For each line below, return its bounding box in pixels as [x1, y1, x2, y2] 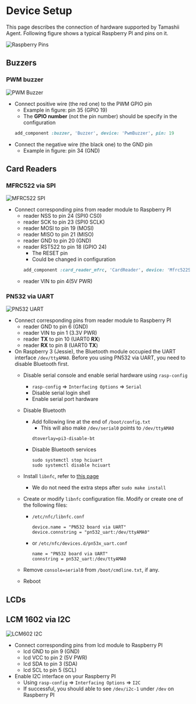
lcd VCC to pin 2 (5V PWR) [23, 654, 87, 661]
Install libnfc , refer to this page [23, 473, 99, 480]
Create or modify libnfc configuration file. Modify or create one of [23, 496, 184, 503]
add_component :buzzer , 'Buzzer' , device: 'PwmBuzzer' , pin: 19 [14, 130, 174, 136]
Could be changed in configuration [32, 256, 116, 263]
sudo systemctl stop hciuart [32, 458, 103, 463]
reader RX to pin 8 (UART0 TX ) [23, 342, 98, 349]
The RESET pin [32, 250, 68, 257]
